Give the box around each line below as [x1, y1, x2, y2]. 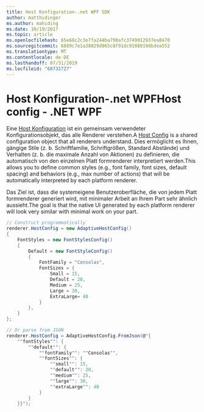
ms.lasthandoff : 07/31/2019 [6, 60, 78, 66]
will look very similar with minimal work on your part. [6, 208, 138, 215]
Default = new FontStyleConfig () [28, 248, 113, 254]
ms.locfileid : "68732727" [6, 65, 72, 72]
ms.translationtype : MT [6, 49, 67, 55]
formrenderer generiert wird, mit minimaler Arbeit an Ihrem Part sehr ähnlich [6, 195, 198, 202]
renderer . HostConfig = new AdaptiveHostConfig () [6, 226, 132, 232]
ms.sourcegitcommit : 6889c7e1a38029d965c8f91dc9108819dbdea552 [6, 43, 171, 49]
